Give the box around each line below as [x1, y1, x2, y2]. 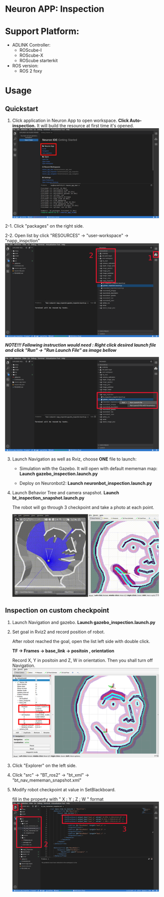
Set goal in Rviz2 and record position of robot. [12, 629, 105, 635]
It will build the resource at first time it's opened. [37, 123, 134, 129]
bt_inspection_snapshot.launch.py [12, 495, 84, 501]
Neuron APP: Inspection [5, 3, 104, 15]
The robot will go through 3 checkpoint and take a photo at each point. [12, 504, 155, 510]
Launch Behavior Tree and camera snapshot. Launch [12, 489, 120, 495]
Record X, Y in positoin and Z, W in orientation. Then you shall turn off [12, 657, 153, 663]
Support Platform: [5, 26, 80, 37]
